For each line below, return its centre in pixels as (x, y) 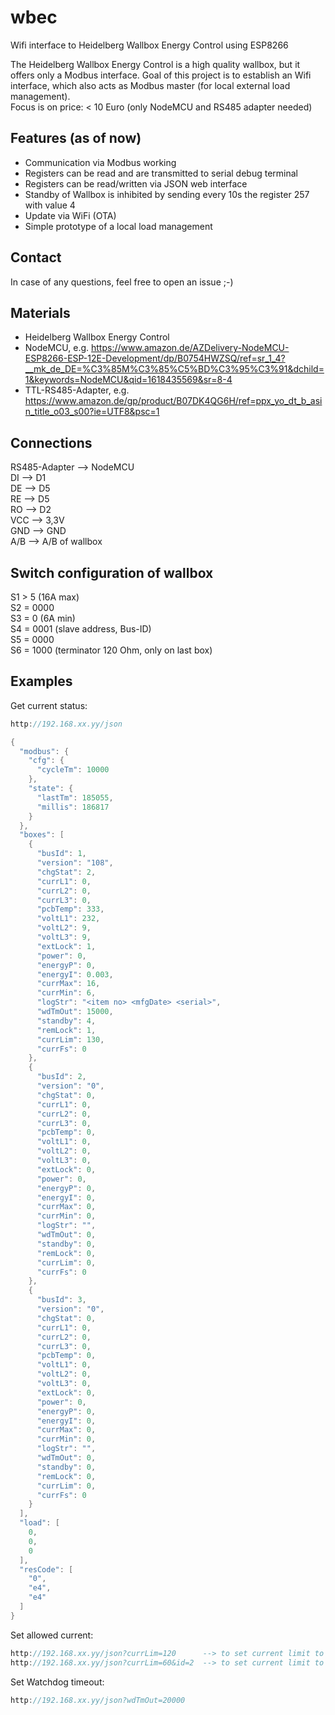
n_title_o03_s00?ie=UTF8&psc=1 (92, 412)
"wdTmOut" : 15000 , (75, 1012)
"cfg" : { (46, 761)
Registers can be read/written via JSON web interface (136, 183)
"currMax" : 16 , (68, 984)
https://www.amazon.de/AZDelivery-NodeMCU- (190, 348)
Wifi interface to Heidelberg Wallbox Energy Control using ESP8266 (149, 45)
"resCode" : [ (46, 1569)
